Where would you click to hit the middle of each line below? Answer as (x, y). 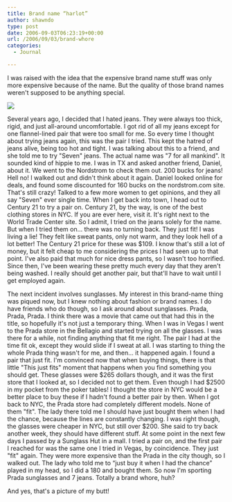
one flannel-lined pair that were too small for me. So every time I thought (111, 133)
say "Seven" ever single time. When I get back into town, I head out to (107, 199)
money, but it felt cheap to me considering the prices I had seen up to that (113, 251)
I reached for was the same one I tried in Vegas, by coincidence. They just (113, 448)
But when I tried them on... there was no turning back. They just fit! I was (111, 229)
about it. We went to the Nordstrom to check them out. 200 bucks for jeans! (115, 170)
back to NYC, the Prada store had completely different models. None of (109, 404)
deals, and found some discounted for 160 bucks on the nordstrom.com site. (116, 185)
